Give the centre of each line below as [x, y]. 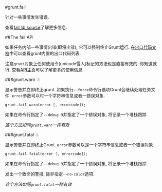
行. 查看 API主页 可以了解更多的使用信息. [45, 70]
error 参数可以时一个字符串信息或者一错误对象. [58, 96]
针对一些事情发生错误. [27, 17]
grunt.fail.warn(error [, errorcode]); [45, 105]
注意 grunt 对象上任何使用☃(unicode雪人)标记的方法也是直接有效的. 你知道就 [81, 64]
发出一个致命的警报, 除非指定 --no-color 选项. [50, 174]
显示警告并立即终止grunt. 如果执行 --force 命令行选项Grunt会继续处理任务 [78, 89]
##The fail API [19, 37]
